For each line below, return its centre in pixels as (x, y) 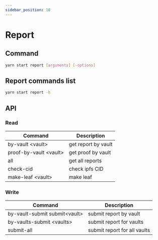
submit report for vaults (116, 222)
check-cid (20, 169)
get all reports (85, 161)
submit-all (20, 230)
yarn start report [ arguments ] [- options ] (50, 65)
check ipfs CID (86, 169)
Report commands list (41, 81)
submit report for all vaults (119, 230)
